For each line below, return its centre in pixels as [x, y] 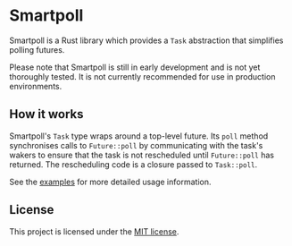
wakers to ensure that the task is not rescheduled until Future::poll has [142, 155]
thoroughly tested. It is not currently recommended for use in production [142, 76]
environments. [36, 86]
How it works [46, 114]
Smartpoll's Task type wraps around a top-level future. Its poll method [139, 136]
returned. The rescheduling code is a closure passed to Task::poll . [133, 164]
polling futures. [37, 49]
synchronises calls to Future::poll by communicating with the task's [136, 145]
